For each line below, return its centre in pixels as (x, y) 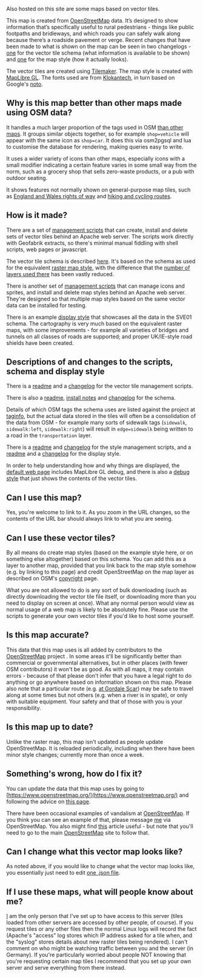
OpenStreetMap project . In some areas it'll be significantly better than (94, 656)
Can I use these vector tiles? (61, 538)
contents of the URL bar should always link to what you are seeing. (90, 519)
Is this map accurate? (48, 635)
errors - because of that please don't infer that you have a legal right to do (99, 675)
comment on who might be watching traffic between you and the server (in (100, 948)
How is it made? (37, 215)
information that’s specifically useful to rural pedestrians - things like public (100, 27)
